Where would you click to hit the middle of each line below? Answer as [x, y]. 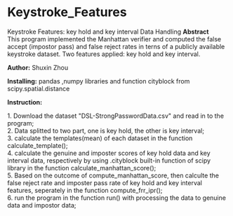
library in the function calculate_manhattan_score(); [82, 168]
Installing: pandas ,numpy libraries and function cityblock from [99, 81]
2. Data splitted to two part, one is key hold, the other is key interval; [106, 130]
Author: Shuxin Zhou [38, 67]
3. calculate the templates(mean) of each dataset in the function [100, 138]
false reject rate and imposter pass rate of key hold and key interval [105, 182]
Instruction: [25, 102]
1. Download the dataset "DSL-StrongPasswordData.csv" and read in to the [116, 116]
